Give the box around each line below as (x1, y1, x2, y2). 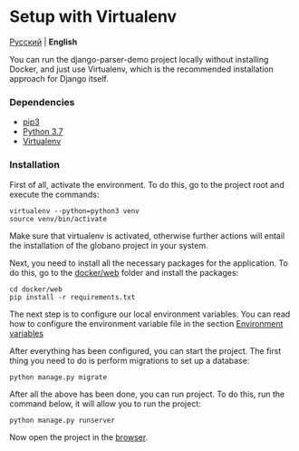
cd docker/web (9, 284, 63, 294)
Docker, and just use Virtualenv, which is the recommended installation (9, 64, 275, 74)
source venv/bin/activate (9, 214, 107, 223)
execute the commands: (9, 189, 100, 200)
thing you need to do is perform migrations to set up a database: (9, 355, 250, 366)
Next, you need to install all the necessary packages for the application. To (9, 257, 288, 269)
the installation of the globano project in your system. (9, 240, 208, 250)
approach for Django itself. (9, 73, 109, 83)
